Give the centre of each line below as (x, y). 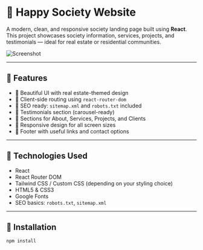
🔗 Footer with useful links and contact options (72, 131)
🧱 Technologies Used (47, 156)
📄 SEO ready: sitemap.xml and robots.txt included (78, 106)
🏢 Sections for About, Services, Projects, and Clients (80, 118)
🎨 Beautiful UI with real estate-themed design (72, 92)
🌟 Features (27, 78)
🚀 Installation (31, 227)
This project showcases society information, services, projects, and (90, 35)
